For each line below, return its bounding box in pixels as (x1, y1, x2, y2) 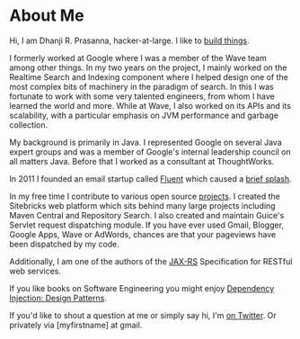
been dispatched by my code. (9, 238, 119, 249)
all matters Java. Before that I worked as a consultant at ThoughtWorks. (9, 156, 275, 166)
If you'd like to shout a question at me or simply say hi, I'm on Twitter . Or (9, 309, 277, 320)
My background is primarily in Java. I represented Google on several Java (9, 137, 283, 147)
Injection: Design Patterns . (9, 292, 108, 303)
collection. (9, 119, 49, 130)
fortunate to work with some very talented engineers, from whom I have (9, 91, 276, 102)
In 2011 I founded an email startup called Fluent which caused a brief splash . (9, 173, 292, 184)
